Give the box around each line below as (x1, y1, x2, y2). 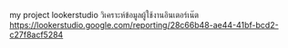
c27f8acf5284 (9, 29, 64, 40)
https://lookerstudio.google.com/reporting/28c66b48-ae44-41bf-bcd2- (9, 20, 280, 30)
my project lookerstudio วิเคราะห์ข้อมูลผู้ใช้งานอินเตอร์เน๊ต (9, 10, 199, 20)
